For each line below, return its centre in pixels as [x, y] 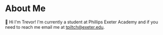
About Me [25, 9]
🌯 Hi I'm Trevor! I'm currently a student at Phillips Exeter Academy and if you [81, 22]
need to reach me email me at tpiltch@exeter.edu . [55, 27]
